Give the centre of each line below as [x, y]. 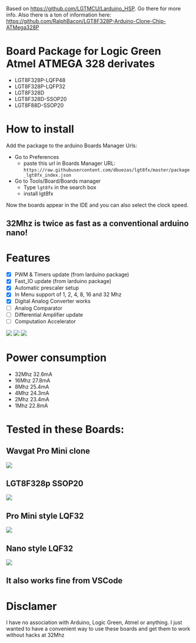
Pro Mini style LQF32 [45, 516]
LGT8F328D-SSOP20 [41, 99]
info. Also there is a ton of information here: [59, 15]
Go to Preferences [37, 157]
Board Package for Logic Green [84, 51]
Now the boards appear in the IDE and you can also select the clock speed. [97, 205]
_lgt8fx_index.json [47, 175]
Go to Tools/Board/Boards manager [58, 181]
